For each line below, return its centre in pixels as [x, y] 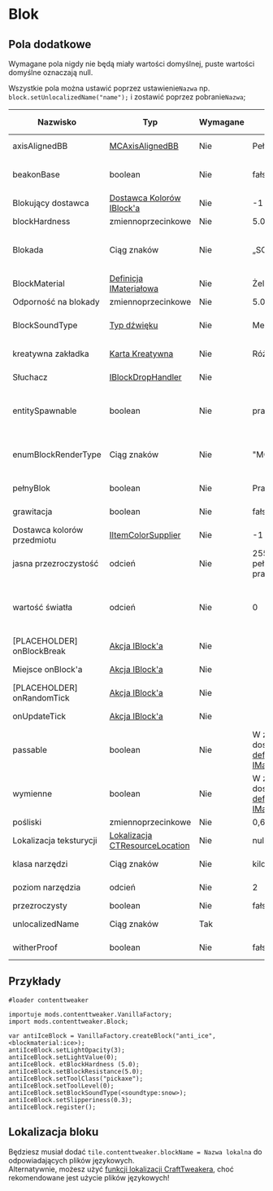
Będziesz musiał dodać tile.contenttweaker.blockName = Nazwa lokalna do [135, 1151]
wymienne [32, 793]
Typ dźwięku [134, 325]
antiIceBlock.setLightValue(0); [63, 1057]
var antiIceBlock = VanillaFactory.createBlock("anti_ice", [113, 1035]
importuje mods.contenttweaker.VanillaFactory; [91, 1014]
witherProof [35, 947]
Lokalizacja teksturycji [55, 840]
